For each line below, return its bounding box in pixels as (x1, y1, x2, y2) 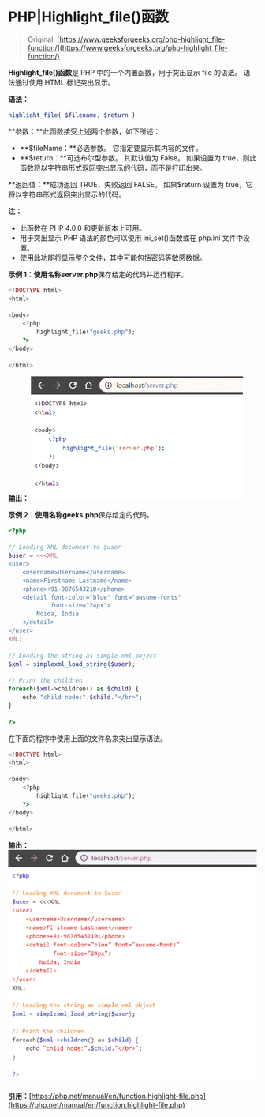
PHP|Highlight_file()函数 (8, 8, 170, 26)
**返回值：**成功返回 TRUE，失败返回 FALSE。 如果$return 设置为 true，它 (8, 179, 253, 189)
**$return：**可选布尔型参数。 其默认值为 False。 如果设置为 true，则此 (19, 152, 257, 163)
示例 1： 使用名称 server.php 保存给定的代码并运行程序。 (8, 269, 188, 279)
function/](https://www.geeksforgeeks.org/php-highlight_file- (27, 43, 229, 52)
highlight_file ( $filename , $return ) (8, 111, 136, 119)
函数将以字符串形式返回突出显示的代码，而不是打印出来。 (19, 163, 207, 172)
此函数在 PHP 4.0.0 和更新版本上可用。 (19, 223, 147, 232)
